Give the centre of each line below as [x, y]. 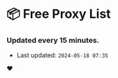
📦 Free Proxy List [59, 14]
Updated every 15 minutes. [53, 41]
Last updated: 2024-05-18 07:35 [62, 55]
